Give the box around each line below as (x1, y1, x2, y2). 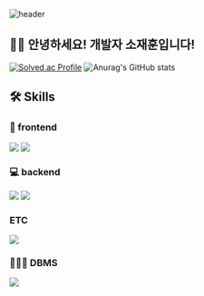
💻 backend (9, 166, 61, 179)
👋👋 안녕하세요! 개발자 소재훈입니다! (9, 37, 196, 53)
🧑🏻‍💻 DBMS (9, 257, 58, 270)
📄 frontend (9, 121, 57, 133)
